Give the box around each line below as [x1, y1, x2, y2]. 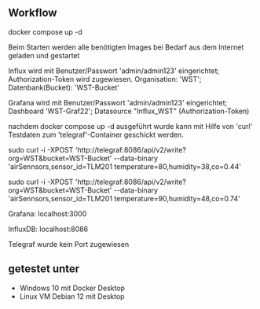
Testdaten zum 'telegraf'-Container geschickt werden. [8, 130, 185, 139]
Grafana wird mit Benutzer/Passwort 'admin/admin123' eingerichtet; [8, 97, 228, 107]
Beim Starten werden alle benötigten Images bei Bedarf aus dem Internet [8, 42, 244, 52]
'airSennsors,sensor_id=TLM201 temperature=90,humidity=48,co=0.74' [8, 193, 241, 203]
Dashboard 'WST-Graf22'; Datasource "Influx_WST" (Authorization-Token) [8, 106, 250, 116]
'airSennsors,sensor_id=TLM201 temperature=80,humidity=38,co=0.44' [8, 161, 242, 171]
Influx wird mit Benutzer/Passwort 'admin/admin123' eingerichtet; [8, 66, 220, 75]
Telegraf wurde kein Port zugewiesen [8, 239, 130, 248]
